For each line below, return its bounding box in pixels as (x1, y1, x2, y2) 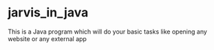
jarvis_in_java (8, 5, 89, 21)
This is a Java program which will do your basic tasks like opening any (8, 27, 207, 36)
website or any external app (8, 34, 87, 42)
